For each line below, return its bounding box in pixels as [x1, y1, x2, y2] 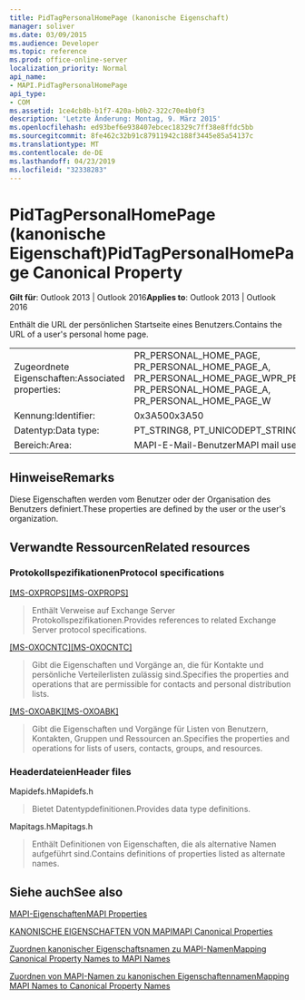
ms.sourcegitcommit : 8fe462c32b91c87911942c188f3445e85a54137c [9, 132, 254, 141]
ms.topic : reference [9, 47, 88, 56]
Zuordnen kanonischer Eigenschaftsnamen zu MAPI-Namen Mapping [9, 943, 267, 954]
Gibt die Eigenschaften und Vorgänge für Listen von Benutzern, [31, 723, 269, 734]
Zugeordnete [14, 360, 70, 373]
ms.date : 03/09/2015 [9, 30, 88, 39]
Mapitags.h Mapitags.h [9, 821, 93, 832]
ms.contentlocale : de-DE [9, 148, 103, 157]
